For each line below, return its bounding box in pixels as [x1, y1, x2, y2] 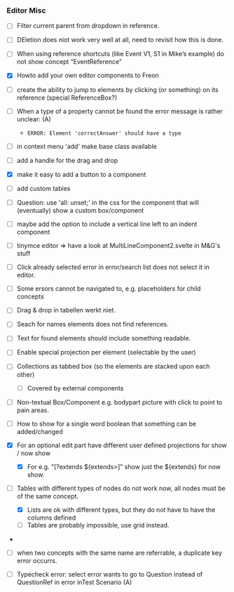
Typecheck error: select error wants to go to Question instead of [16, 570, 203, 579]
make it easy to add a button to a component [16, 170, 146, 178]
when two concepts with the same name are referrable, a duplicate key [16, 548, 222, 557]
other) [16, 370, 35, 379]
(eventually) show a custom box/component [16, 206, 144, 214]
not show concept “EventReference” [16, 58, 122, 66]
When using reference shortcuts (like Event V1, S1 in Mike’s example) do [16, 50, 225, 58]
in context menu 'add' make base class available [16, 142, 157, 150]
